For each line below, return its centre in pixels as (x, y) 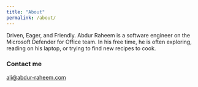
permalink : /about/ (31, 18)
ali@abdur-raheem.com (36, 77)
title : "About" (26, 12)
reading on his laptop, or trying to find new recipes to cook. (81, 48)
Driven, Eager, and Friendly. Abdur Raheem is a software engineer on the (98, 35)
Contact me (24, 64)
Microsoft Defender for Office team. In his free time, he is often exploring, (99, 42)
